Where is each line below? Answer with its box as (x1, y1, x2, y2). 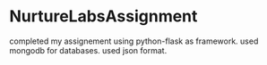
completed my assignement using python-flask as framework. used (9, 36, 259, 46)
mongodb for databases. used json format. (9, 45, 168, 55)
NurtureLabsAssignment (9, 6, 198, 27)
